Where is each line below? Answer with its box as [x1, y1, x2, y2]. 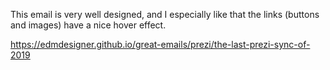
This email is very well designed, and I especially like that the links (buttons [10, 9, 320, 20]
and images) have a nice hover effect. [10, 19, 167, 31]
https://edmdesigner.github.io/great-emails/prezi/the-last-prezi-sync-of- [10, 39, 311, 50]
